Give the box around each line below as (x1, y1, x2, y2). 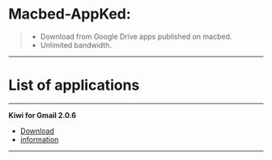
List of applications (8, 76, 140, 95)
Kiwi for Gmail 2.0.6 (8, 110, 77, 120)
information (19, 134, 59, 144)
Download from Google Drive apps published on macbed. (40, 32, 232, 41)
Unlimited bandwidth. (40, 40, 112, 49)
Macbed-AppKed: (8, 5, 131, 23)
